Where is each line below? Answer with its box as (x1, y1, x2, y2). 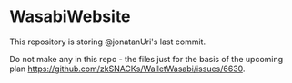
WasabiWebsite (9, 6, 131, 27)
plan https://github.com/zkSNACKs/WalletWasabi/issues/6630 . (9, 63, 246, 74)
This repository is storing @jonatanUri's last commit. (9, 36, 206, 47)
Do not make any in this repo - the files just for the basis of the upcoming (9, 53, 284, 64)
